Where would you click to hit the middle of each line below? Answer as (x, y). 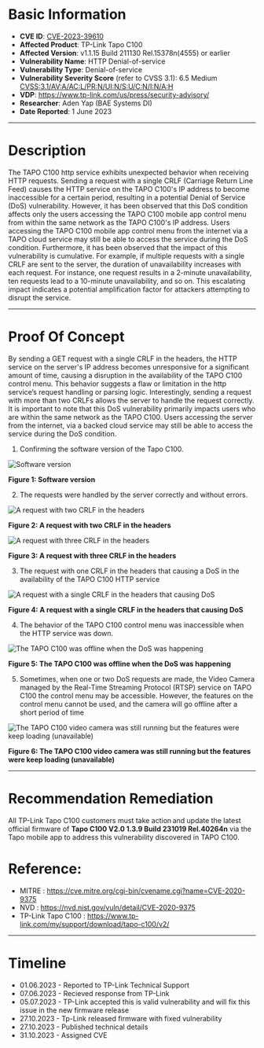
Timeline (37, 963)
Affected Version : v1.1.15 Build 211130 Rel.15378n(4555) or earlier (125, 53)
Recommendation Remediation (111, 799)
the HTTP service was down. (66, 633)
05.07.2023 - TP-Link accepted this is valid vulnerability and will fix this (135, 1002)
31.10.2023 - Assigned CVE (63, 1035)
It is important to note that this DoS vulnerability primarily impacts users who (132, 408)
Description (47, 151)
